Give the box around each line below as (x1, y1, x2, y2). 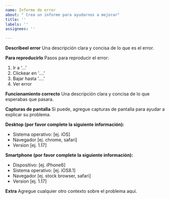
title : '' (5, 17, 27, 22)
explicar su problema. (5, 112, 51, 118)
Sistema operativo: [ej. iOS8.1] (12, 167, 76, 173)
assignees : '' (5, 27, 36, 32)
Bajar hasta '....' (12, 76, 45, 82)
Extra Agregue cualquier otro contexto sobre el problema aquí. (5, 188, 137, 194)
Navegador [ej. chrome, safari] (12, 137, 78, 143)
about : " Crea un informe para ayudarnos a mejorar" (5, 12, 120, 17)
